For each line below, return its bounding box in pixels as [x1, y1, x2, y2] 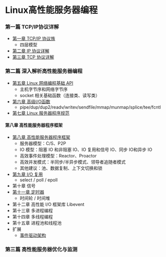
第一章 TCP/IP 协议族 [12, 36, 55, 42]
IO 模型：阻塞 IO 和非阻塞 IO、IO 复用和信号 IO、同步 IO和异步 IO [19, 147, 153, 153]
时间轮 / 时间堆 [19, 195, 51, 201]
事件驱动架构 [19, 232, 46, 238]
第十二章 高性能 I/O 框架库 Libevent [12, 201, 85, 207]
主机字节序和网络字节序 [19, 86, 68, 92]
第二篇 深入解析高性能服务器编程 [5, 68, 83, 75]
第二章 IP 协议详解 [12, 48, 50, 54]
